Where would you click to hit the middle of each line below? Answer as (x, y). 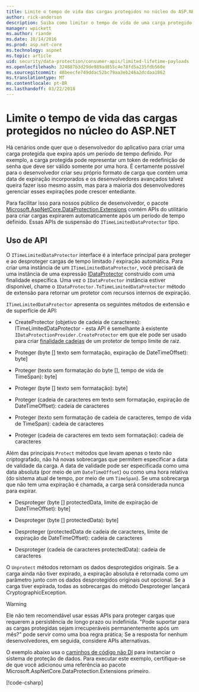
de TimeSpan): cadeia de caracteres (59, 423)
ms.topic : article (29, 56)
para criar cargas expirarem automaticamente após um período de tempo (96, 215)
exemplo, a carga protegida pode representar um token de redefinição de (96, 160)
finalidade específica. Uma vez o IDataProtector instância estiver (86, 280)
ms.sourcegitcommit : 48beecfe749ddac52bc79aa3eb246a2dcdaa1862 (86, 72)
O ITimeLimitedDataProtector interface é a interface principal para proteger (99, 255)
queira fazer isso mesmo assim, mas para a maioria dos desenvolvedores (96, 185)
